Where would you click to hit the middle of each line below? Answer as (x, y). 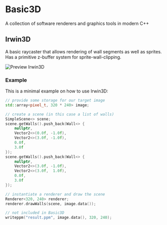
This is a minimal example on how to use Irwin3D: (57, 91)
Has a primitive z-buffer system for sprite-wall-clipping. (63, 57)
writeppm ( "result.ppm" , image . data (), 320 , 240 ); (59, 218)
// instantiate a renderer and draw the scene (55, 194)
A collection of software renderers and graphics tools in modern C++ (77, 23)
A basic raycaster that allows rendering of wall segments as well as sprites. (83, 51)
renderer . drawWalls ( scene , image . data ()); (51, 204)
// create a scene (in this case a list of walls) (60, 114)
